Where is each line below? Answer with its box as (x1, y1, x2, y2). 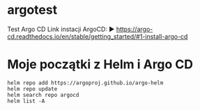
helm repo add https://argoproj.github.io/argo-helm (7, 79, 164, 86)
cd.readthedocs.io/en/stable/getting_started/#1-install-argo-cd (7, 32, 188, 40)
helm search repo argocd (7, 91, 79, 98)
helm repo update (7, 85, 58, 92)
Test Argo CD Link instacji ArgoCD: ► (7, 25, 115, 33)
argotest (7, 2, 58, 18)
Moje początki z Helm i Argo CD (7, 57, 194, 73)
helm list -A (7, 98, 45, 104)
